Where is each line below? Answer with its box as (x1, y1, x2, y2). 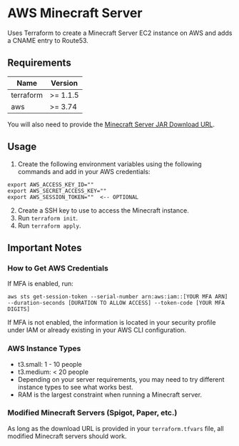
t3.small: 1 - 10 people (17, 360, 82, 368)
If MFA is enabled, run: (7, 280, 73, 288)
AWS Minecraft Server (7, 5, 143, 21)
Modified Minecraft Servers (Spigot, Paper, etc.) (7, 408, 178, 418)
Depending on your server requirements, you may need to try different (17, 375, 225, 383)
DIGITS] (7, 305, 31, 313)
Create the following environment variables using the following (17, 159, 202, 168)
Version (51, 78, 78, 88)
